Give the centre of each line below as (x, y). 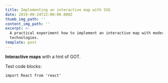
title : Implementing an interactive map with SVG (58, 10)
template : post (21, 42)
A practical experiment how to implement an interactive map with (80, 33)
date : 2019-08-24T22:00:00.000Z (39, 14)
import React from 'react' (33, 75)
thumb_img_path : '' (25, 19)
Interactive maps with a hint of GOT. (43, 56)
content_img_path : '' (28, 24)
